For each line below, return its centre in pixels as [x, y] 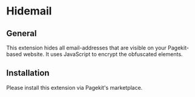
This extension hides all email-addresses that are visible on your [86, 48]
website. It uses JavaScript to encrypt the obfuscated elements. [103, 54]
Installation [28, 73]
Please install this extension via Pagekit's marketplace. [74, 87]
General [22, 33]
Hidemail [29, 11]
